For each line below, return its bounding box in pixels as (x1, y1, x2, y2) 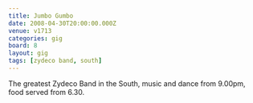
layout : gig (8, 49, 48, 57)
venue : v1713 (8, 27, 52, 35)
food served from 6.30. (8, 87, 85, 97)
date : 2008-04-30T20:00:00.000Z (8, 19, 116, 27)
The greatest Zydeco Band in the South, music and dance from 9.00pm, (8, 78, 247, 89)
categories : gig (8, 34, 63, 43)
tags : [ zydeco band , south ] (8, 57, 103, 65)
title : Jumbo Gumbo (8, 11, 74, 20)
